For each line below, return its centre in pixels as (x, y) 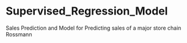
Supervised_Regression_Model (87, 11)
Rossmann (19, 34)
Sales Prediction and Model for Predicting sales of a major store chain (94, 28)
